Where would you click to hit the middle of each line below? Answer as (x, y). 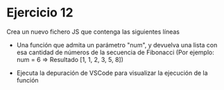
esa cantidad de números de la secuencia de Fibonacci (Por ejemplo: (115, 52)
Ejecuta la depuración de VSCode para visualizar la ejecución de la (112, 73)
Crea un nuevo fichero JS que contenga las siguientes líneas (93, 32)
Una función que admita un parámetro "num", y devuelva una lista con (117, 45)
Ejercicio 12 (40, 13)
